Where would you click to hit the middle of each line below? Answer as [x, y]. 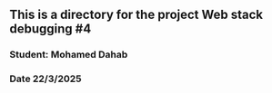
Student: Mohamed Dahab [69, 55]
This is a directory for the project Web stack [136, 15]
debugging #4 [50, 29]
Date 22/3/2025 [45, 79]
